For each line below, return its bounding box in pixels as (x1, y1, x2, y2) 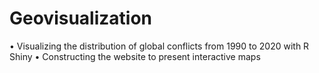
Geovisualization (9, 7, 153, 30)
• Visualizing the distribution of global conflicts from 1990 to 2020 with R (9, 40, 310, 52)
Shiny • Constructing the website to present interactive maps (9, 50, 261, 62)
